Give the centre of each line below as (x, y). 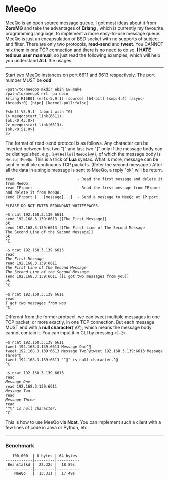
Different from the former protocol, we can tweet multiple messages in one (82, 317)
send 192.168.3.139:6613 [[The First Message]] (56, 219)
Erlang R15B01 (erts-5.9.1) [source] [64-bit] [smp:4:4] (66, 98)
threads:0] (17, 103)
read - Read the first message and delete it (84, 179)
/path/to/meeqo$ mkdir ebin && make (44, 89)
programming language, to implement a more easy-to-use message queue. (83, 33)
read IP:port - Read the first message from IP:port (83, 188)
